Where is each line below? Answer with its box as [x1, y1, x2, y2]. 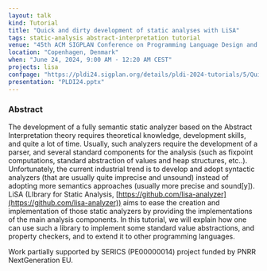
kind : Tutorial [8, 19, 59, 27]
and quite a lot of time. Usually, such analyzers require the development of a [8, 139, 258, 148]
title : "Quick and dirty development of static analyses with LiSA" [8, 26, 240, 34]
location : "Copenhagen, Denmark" [8, 48, 119, 56]
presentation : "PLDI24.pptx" [8, 78, 105, 86]
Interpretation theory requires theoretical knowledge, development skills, [8, 130, 246, 139]
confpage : [8, 71, 41, 78]
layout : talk [8, 11, 52, 20]
